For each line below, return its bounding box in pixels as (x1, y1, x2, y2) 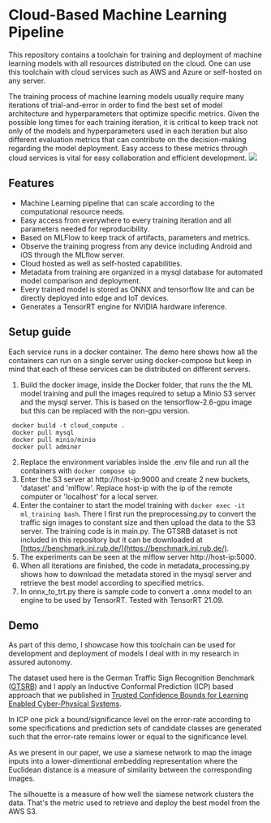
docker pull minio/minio (11, 435, 96, 444)
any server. (8, 76, 46, 85)
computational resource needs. (19, 206, 125, 216)
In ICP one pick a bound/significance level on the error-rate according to (8, 715, 251, 725)
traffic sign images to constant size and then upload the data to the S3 (19, 518, 256, 527)
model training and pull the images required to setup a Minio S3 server (19, 388, 256, 398)
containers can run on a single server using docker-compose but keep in (8, 355, 252, 365)
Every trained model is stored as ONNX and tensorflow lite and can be (19, 284, 255, 294)
